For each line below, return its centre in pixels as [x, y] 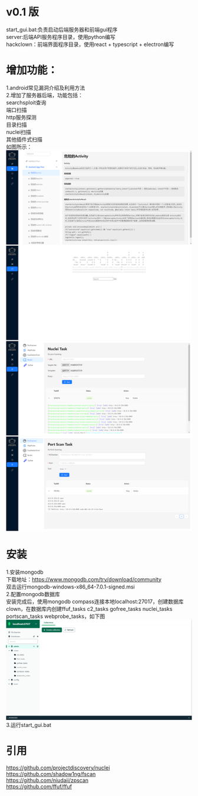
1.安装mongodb [25, 572]
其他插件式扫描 [24, 139]
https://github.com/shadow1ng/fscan [51, 774]
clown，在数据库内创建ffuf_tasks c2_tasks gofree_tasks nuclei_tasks [89, 608]
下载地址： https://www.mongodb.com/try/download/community [84, 579]
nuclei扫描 [19, 132]
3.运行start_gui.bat [29, 725]
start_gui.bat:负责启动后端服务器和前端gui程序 [62, 29]
